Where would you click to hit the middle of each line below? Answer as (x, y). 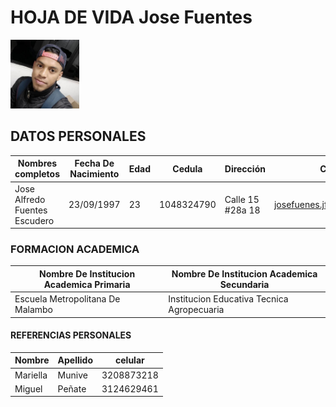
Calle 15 (242, 199)
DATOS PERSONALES (78, 136)
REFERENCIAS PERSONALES (71, 335)
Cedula (187, 168)
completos (37, 174)
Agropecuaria (196, 310)
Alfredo (30, 199)
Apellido (75, 360)
